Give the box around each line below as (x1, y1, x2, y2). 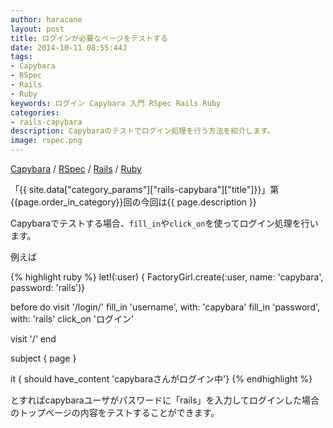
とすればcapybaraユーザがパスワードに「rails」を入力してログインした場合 (10, 394, 320, 406)
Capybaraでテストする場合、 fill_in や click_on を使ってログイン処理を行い (10, 217, 319, 229)
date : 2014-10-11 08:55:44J (10, 42, 128, 53)
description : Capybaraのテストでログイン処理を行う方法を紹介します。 (10, 126, 275, 136)
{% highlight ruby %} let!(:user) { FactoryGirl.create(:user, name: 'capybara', (10, 271, 324, 283)
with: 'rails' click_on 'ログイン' (10, 313, 135, 325)
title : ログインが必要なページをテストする (10, 33, 169, 43)
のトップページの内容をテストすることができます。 (10, 407, 220, 418)
